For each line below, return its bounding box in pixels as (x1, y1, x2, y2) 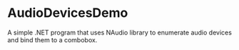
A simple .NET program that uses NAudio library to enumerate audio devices (7, 28, 232, 37)
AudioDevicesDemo (7, 5, 128, 21)
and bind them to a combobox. (7, 35, 98, 44)
